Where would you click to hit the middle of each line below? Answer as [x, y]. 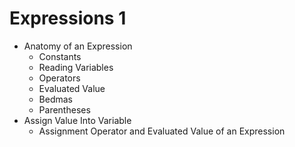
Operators [59, 78]
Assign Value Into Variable [77, 120]
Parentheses [64, 109]
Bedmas [56, 99]
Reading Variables [76, 67]
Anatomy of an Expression [78, 46]
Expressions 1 [68, 18]
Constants [60, 56]
